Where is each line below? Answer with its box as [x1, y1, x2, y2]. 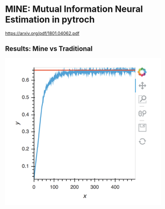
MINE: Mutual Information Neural [5, 3, 143, 15]
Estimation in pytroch [5, 14, 95, 25]
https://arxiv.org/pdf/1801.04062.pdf [5, 30, 80, 36]
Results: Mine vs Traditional [5, 44, 93, 53]
